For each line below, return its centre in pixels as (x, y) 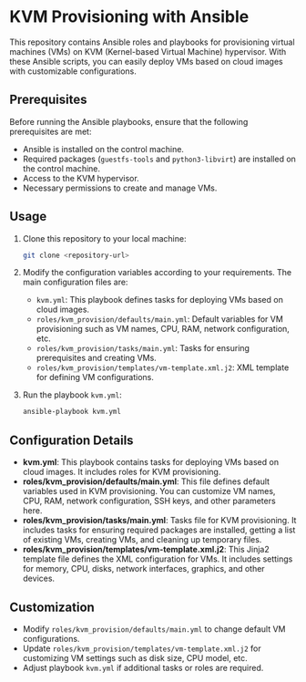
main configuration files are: (75, 282)
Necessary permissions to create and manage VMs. (120, 188)
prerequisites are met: (51, 131)
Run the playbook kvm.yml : (72, 395)
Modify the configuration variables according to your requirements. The (157, 273)
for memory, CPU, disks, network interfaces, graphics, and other (144, 569)
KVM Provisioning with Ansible (129, 17)
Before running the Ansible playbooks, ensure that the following (129, 121)
